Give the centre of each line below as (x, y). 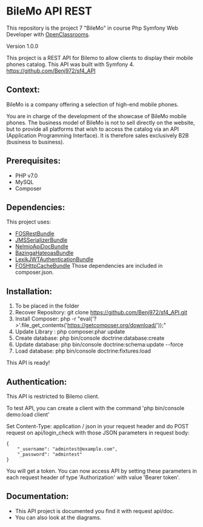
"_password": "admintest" (50, 454)
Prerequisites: (33, 161)
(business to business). (35, 142)
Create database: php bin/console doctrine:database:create (90, 338)
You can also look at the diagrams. (58, 517)
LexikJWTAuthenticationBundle (54, 259)
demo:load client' (28, 414)
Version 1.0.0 (22, 46)
